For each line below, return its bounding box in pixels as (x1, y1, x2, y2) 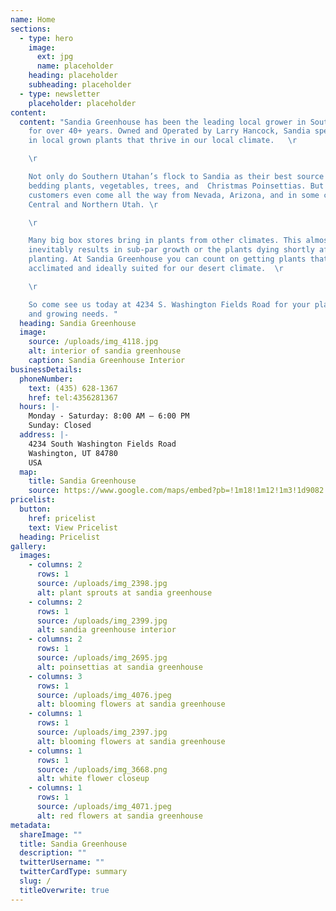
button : (19, 504, 52, 514)
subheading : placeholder (28, 80, 132, 90)
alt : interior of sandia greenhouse (28, 346, 182, 356)
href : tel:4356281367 (28, 392, 118, 403)
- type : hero (19, 33, 74, 43)
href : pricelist (28, 513, 97, 523)
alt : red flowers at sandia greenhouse (36, 811, 203, 821)
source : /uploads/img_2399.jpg (36, 616, 168, 626)
